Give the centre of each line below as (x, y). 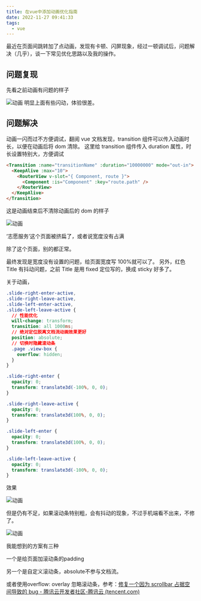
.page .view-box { (35, 349)
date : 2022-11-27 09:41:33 (40, 17)
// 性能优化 (25, 315)
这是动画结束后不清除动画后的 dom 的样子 (58, 211)
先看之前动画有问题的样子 (38, 90)
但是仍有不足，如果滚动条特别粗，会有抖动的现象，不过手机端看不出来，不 (98, 513)
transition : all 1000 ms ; (42, 327)
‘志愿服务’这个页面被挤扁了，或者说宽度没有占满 (65, 236)
